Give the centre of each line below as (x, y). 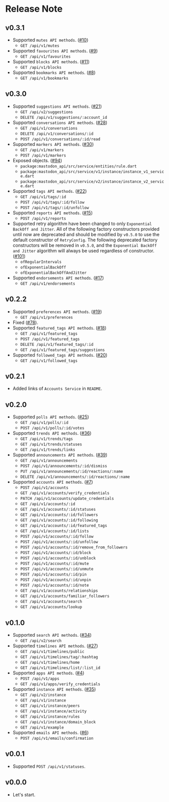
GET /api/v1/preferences (47, 317)
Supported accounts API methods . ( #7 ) (53, 482)
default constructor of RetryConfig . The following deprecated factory (85, 240)
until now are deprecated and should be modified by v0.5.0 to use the (86, 234)
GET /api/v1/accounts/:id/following (59, 520)
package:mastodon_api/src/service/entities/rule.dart (78, 166)
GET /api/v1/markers (42, 150)
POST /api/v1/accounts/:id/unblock (58, 558)
